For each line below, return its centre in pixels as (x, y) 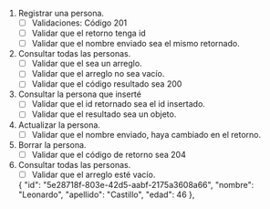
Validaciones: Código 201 (79, 23)
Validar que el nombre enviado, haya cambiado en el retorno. (146, 134)
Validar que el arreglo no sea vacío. (98, 74)
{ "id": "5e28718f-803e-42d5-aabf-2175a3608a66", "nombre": (136, 184)
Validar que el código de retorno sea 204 (109, 154)
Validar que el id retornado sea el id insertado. (118, 104)
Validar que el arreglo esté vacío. (93, 174)
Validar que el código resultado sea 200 (107, 84)
